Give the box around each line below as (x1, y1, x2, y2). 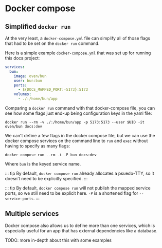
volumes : (14, 92, 32, 97)
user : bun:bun (14, 78, 42, 83)
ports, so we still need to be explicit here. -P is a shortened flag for (5, 190, 139, 196)
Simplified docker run (5, 22, 71, 31)
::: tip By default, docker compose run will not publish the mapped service (5, 185, 151, 191)
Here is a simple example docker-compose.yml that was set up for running (5, 50, 151, 56)
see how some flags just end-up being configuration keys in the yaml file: (5, 110, 152, 116)
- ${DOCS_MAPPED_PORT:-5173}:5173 (18, 87, 89, 92)
